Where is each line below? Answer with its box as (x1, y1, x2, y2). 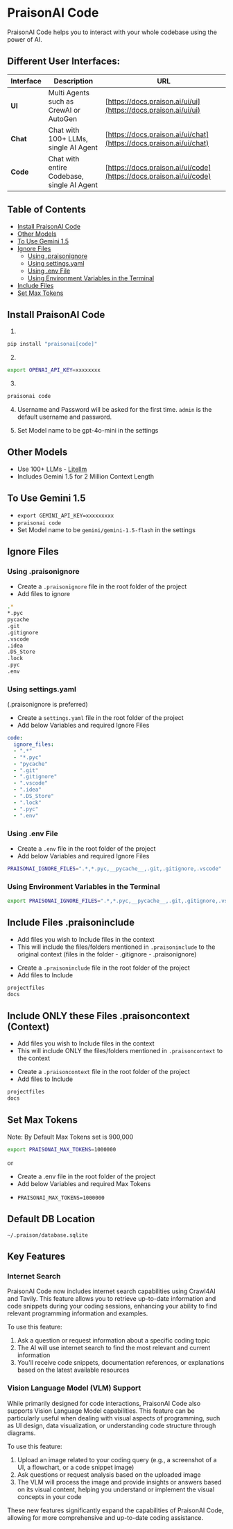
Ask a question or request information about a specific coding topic (17, 1336, 210, 1345)
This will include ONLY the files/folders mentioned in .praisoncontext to (17, 1047, 223, 1055)
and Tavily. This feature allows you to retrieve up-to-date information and (7, 1295, 216, 1303)
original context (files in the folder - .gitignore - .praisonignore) (17, 950, 197, 958)
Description (53, 76, 94, 86)
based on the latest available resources (17, 1366, 130, 1375)
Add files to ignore (17, 590, 71, 598)
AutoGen (48, 113, 78, 123)
